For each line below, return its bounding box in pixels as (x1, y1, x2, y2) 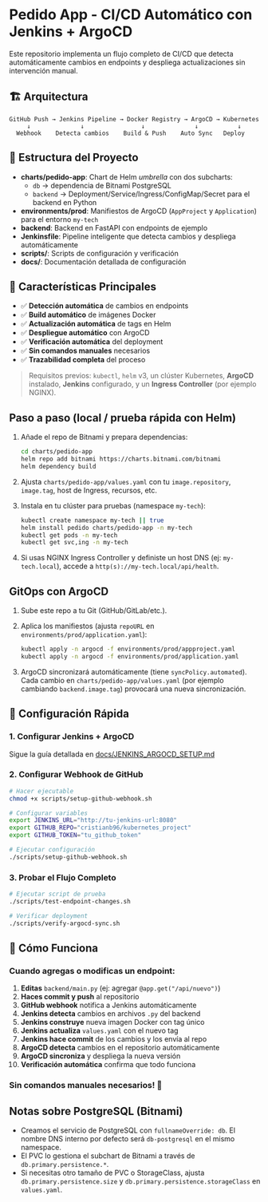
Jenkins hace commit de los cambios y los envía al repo (20, 1034, 207, 1044)
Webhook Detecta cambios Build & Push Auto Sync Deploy (16, 129, 246, 137)
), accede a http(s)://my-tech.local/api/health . (56, 561, 219, 571)
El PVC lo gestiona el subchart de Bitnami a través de (20, 1151, 195, 1160)
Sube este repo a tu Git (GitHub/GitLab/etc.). (20, 606, 167, 615)
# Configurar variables (9, 809, 89, 817)
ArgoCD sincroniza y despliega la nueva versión (20, 1051, 181, 1061)
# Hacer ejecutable (9, 787, 74, 795)
